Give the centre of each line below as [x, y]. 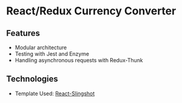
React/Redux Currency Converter [91, 11]
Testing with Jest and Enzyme [52, 54]
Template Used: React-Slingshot [55, 93]
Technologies [32, 79]
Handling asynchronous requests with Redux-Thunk [79, 60]
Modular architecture [41, 47]
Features [23, 33]
